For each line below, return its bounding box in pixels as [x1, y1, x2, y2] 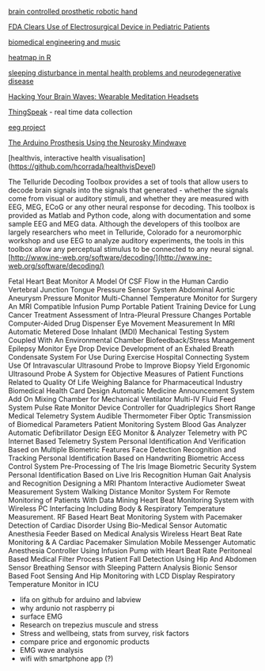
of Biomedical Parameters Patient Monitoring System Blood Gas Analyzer [8, 420, 247, 429]
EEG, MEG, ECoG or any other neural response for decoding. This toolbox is [8, 202, 256, 212]
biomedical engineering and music [8, 37, 121, 47]
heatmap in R [8, 53, 51, 62]
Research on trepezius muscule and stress [19, 620, 159, 629]
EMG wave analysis [19, 646, 84, 654]
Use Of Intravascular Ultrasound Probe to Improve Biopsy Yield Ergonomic [8, 360, 251, 370]
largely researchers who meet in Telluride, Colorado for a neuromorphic [8, 227, 242, 237]
